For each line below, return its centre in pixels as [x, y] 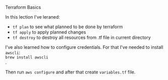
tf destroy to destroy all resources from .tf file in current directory [82, 37]
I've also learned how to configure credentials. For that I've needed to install [84, 47]
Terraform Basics [23, 7]
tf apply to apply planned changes [49, 32]
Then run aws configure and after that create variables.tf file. [70, 72]
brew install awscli [27, 57]
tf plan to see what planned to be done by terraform [68, 27]
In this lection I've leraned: [33, 17]
